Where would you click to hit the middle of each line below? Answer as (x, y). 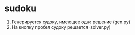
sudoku (21, 9)
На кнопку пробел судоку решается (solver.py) (61, 27)
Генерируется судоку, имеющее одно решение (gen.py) (71, 22)
